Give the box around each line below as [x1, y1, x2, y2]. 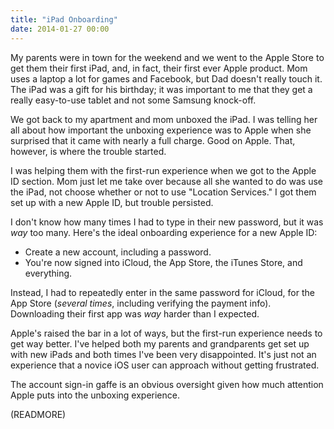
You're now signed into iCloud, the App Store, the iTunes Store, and [24, 256, 303, 268]
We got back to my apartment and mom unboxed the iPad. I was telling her [10, 113, 318, 125]
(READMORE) [10, 408, 67, 420]
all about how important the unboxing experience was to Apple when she [10, 124, 312, 136]
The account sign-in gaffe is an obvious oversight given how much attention [10, 378, 324, 390]
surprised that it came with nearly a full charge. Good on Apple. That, [10, 134, 296, 146]
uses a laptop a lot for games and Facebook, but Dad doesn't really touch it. [10, 72, 323, 85]
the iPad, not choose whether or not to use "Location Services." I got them [10, 186, 317, 198]
